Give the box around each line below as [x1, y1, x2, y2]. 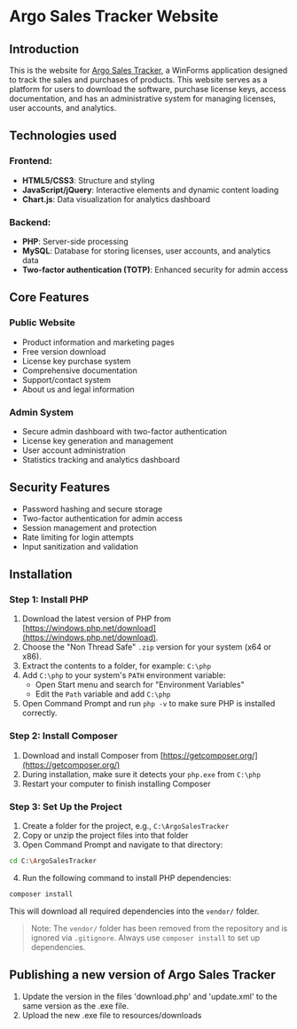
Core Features [9, 290, 90, 305]
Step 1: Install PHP [9, 594, 89, 606]
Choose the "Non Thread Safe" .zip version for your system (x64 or [21, 642, 272, 652]
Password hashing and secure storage [21, 503, 163, 514]
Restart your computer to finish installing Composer [21, 778, 211, 789]
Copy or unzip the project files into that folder [21, 830, 189, 841]
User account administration [21, 445, 126, 456]
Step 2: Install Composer [9, 729, 118, 742]
